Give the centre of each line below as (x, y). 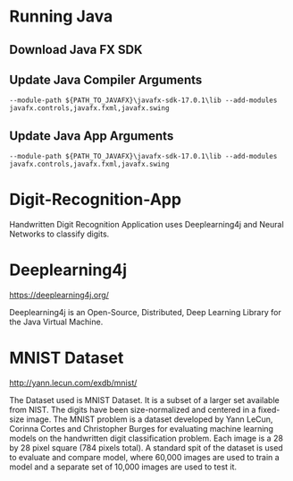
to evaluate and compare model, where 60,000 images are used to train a (144, 458)
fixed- (269, 410)
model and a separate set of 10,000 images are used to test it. (123, 467)
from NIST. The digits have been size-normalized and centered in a (133, 410)
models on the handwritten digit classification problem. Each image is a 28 (146, 438)
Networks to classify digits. (59, 234)
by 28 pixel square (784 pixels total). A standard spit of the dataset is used (146, 448)
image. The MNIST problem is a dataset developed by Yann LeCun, (150, 419)
